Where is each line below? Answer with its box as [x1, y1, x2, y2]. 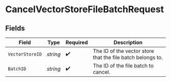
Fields [5, 24, 25, 33]
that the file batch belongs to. [93, 54, 163, 61]
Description [113, 39, 142, 46]
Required [65, 39, 88, 46]
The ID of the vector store [93, 47, 154, 54]
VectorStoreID [8, 51, 42, 57]
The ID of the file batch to [93, 62, 154, 69]
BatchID [8, 66, 26, 72]
